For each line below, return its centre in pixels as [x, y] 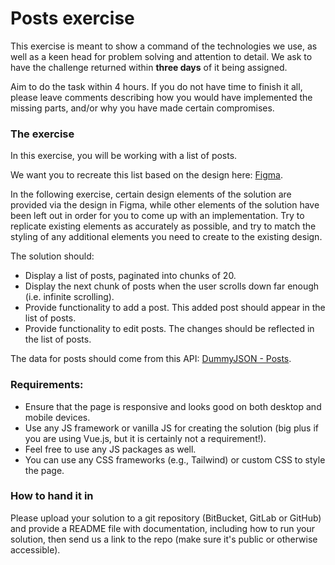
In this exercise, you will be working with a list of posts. [124, 156]
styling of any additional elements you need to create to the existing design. [166, 237]
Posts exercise [72, 18]
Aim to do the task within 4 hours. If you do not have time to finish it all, [156, 86]
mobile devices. [57, 417]
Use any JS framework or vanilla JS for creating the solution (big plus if [172, 428]
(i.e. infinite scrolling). [69, 297]
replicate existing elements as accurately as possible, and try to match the [163, 226]
